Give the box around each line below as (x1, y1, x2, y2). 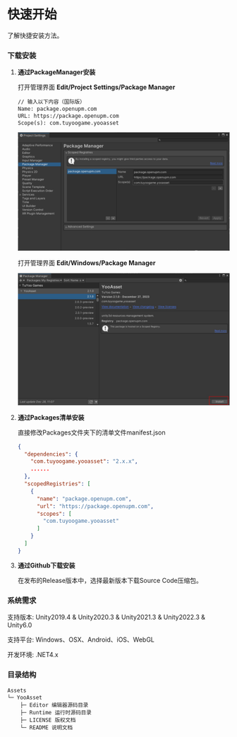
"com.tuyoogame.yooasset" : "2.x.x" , (30, 458, 138, 465)
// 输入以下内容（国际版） (17, 98, 86, 106)
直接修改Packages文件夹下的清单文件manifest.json (17, 428, 166, 437)
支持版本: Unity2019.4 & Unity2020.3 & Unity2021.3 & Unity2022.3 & (7, 613, 206, 622)
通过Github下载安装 (17, 561, 75, 570)
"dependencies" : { (24, 450, 78, 458)
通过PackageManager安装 (17, 68, 96, 76)
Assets (7, 687, 27, 695)
